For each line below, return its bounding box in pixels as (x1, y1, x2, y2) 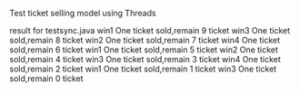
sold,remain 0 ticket (9, 73, 84, 84)
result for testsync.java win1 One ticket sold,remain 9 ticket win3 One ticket (9, 25, 291, 35)
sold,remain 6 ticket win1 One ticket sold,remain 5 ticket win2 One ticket (9, 44, 279, 55)
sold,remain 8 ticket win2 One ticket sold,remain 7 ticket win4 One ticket (9, 35, 280, 45)
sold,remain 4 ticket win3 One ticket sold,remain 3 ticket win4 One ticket (9, 54, 282, 64)
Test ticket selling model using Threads (9, 8, 156, 18)
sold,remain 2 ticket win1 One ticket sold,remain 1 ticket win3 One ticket (9, 63, 277, 74)
